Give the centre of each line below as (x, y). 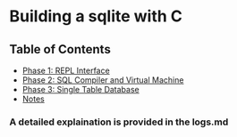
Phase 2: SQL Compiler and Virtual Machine (103, 80)
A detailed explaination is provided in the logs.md (119, 122)
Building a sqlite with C (96, 16)
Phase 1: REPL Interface (66, 70)
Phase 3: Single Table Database (81, 89)
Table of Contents (60, 49)
